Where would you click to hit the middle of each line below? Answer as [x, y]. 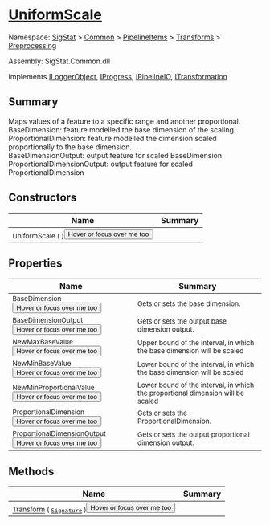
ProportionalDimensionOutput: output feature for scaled [100, 164]
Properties [35, 264]
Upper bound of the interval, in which [196, 343]
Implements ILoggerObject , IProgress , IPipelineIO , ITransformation [118, 76]
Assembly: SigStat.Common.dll [59, 61]
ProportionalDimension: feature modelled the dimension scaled [112, 138]
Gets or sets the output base [182, 322]
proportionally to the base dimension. [70, 147]
